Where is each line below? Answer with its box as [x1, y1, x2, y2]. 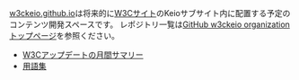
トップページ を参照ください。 [9, 31, 119, 40]
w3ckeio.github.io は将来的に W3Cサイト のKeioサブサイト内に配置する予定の [9, 8, 291, 18]
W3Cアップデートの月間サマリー [22, 49, 144, 60]
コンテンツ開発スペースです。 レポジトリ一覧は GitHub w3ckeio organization [9, 19, 290, 30]
